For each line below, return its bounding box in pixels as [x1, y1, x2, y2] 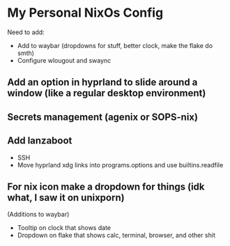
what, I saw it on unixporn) [7, 192, 125, 203]
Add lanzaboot [7, 134, 72, 147]
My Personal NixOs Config [7, 5, 164, 21]
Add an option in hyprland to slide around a [7, 77, 198, 89]
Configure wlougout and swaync [17, 56, 112, 64]
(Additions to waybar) [7, 210, 70, 219]
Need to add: [7, 28, 45, 36]
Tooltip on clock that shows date [17, 224, 112, 232]
